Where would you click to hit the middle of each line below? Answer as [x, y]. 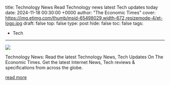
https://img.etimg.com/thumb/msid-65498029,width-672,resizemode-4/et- [84, 18]
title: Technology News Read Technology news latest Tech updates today [82, 7]
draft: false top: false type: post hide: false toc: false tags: [83, 23]
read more [16, 77]
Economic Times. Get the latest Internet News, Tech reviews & [70, 62]
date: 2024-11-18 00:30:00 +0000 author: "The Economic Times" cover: [80, 13]
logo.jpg [14, 23]
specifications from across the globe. [44, 68]
